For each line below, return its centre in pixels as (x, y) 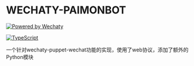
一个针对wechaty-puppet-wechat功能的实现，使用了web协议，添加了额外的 (97, 50)
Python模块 (20, 57)
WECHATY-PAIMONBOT (66, 10)
